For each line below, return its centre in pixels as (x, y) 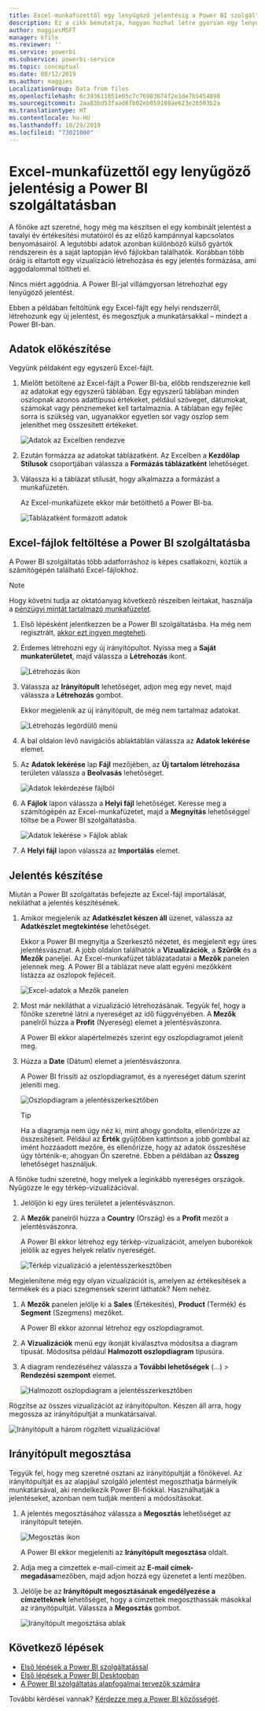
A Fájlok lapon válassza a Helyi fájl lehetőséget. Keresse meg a (123, 803)
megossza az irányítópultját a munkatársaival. (83, 1414)
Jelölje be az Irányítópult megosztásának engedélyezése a (118, 1591)
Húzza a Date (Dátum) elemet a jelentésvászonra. (101, 1061)
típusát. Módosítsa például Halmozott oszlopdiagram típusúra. (122, 1352)
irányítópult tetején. (52, 1521)
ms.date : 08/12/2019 (43, 74)
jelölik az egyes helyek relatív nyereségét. (88, 1250)
